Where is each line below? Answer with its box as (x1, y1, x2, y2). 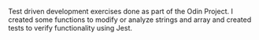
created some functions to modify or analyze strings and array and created (8, 15, 252, 24)
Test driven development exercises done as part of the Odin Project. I (8, 7, 234, 16)
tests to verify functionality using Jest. (8, 24, 132, 32)
